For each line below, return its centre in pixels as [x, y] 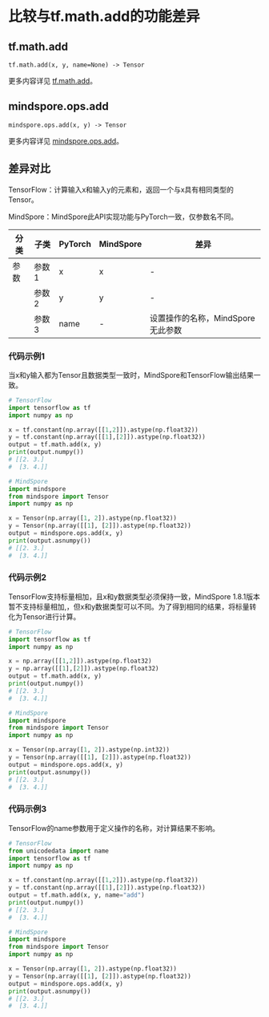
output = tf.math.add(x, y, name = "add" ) [77, 895]
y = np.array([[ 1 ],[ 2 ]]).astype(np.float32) [84, 669]
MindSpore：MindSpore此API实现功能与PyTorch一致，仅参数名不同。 [123, 217]
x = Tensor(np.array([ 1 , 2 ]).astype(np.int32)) [89, 750]
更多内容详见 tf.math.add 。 [53, 81]
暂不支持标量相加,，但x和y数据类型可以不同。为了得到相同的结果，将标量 [129, 606]
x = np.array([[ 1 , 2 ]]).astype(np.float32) [80, 661]
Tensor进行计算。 [51, 616]
